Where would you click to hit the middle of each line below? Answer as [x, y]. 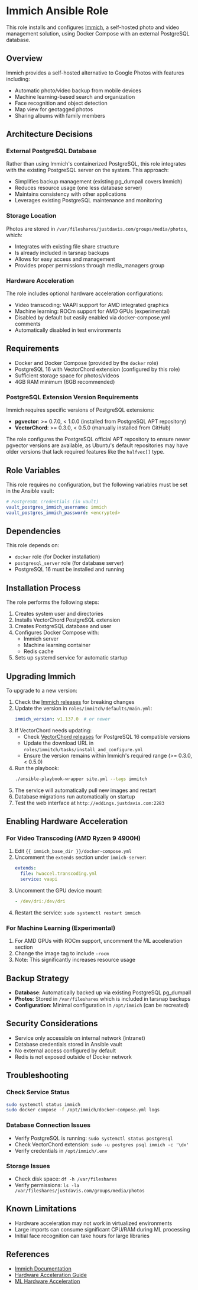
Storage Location [31, 216]
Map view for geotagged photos [54, 109]
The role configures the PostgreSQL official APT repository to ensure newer [98, 439]
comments [27, 324]
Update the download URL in [59, 743]
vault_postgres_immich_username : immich [57, 507]
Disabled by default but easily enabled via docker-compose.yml [92, 318]
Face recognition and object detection [61, 103]
